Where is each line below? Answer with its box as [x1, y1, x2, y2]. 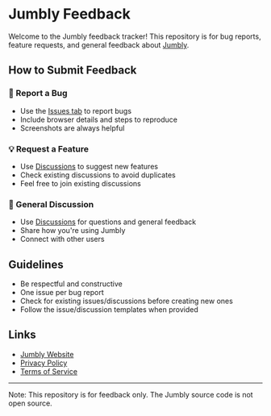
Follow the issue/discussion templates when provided [19, 305, 199, 314]
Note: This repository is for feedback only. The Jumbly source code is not [8, 389, 253, 399]
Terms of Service [19, 366, 78, 376]
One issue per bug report [19, 288, 104, 297]
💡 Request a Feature [8, 143, 89, 154]
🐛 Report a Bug [8, 88, 68, 99]
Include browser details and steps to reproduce [19, 114, 178, 124]
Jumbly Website [19, 349, 74, 359]
